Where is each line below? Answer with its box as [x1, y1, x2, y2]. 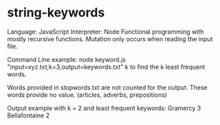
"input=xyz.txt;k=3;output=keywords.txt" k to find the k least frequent [7, 62, 206, 71]
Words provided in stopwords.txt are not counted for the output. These [7, 83, 208, 91]
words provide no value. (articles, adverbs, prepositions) [7, 91, 167, 99]
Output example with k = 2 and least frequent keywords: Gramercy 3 [7, 104, 201, 112]
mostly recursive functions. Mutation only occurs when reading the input [7, 34, 213, 43]
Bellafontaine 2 [7, 111, 50, 120]
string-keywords [7, 5, 105, 21]
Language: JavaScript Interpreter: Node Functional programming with [7, 27, 204, 36]
